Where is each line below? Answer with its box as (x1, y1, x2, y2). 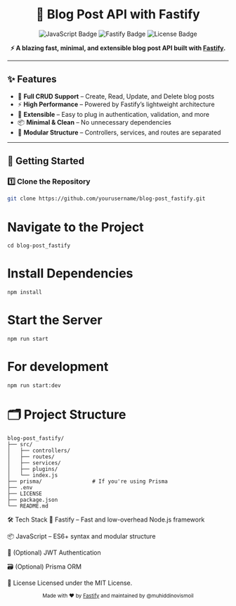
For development (7, 359, 109, 375)
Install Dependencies (7, 265, 133, 282)
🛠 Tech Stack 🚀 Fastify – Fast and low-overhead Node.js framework (7, 515, 205, 524)
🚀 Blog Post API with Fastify (36, 6, 200, 23)
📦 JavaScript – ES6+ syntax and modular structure (7, 532, 156, 541)
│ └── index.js (7, 472, 58, 479)
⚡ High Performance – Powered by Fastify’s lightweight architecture (17, 100, 216, 108)
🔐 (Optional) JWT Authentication (7, 548, 102, 557)
